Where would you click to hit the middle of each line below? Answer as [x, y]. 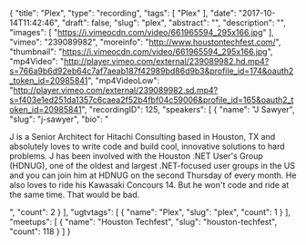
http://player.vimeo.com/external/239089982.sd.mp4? [116, 90]
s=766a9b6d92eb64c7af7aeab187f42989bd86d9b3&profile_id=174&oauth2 [152, 71]
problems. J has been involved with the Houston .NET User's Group [137, 156]
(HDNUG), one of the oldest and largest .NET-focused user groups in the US [153, 166]
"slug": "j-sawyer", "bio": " [59, 119]
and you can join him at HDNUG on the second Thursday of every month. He [153, 175]
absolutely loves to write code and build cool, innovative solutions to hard [147, 146]
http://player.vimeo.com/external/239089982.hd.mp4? [166, 61]
